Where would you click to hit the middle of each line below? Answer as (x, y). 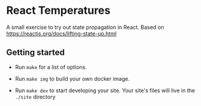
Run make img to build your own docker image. (72, 78)
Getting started (36, 53)
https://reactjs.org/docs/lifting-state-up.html (61, 33)
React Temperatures (58, 11)
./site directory (35, 96)
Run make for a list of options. (51, 67)
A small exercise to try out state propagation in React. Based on (85, 27)
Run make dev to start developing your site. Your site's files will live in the (105, 90)
